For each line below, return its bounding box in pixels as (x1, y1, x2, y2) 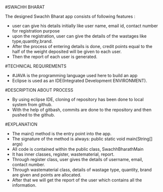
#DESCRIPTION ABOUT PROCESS (5, 87, 74, 93)
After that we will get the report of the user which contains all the (12, 177, 142, 183)
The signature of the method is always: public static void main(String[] (12, 136, 153, 142)
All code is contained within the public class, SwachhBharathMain (12, 146, 144, 152)
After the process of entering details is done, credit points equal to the (12, 44, 153, 49)
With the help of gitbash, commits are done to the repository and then (12, 107, 152, 112)
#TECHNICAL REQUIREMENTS (5, 63, 67, 69)
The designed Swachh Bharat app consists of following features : (5, 14, 136, 19)
